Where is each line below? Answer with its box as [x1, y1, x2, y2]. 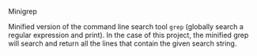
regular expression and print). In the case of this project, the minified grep [8, 31, 249, 39]
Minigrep [8, 7, 38, 16]
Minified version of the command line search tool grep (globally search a [8, 22, 244, 31]
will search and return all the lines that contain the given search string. [8, 39, 237, 48]
